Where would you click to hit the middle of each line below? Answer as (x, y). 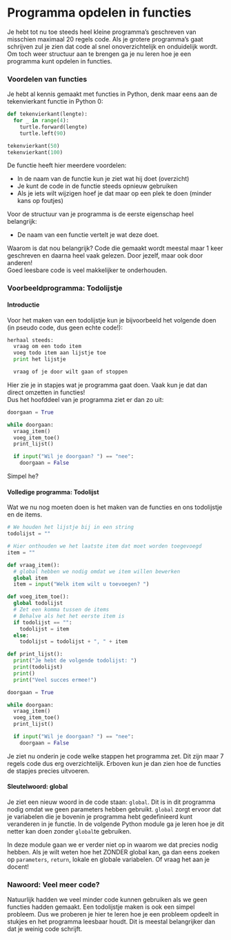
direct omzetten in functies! (46, 392)
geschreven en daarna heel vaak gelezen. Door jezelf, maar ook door (105, 256)
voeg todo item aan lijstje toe (60, 353)
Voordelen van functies (47, 79)
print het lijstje (40, 359)
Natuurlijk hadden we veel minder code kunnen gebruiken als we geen (107, 900)
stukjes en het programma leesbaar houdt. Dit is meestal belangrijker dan (111, 922)
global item (31, 578)
